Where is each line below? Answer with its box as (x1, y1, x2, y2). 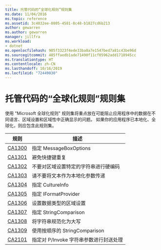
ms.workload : (5, 39, 32, 44)
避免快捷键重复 (31, 154, 66, 161)
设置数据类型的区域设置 (31, 200, 86, 207)
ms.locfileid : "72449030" (5, 71, 58, 76)
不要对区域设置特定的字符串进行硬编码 (31, 163, 120, 170)
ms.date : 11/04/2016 (5, 12, 47, 17)
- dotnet (5, 43, 23, 48)
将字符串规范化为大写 (31, 218, 81, 225)
